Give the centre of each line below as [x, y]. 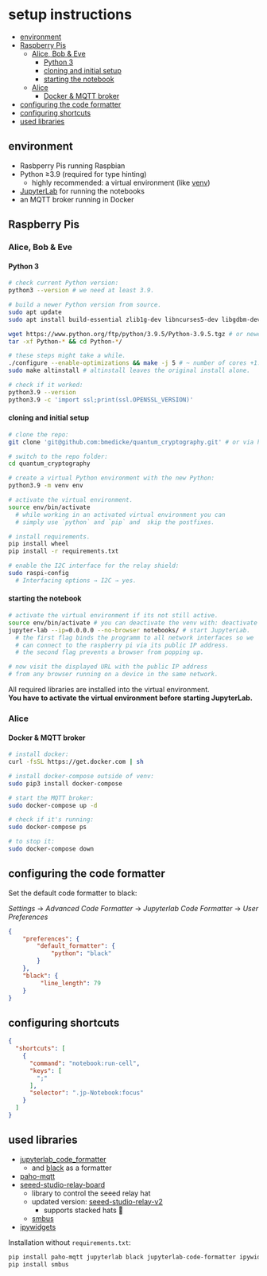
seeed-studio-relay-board [62, 1184]
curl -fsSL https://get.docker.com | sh [76, 762]
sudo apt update [35, 312]
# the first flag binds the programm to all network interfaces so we [135, 638]
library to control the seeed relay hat [91, 1193]
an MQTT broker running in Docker [77, 199]
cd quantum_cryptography [49, 464]
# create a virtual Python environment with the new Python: [112, 478]
